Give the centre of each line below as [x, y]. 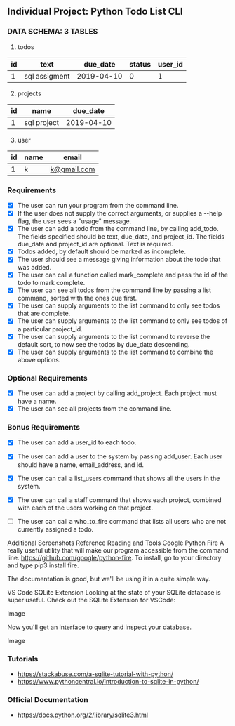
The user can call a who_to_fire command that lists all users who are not [122, 521]
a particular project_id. [50, 329]
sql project [42, 122]
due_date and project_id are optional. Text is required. [95, 244]
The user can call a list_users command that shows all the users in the [119, 478]
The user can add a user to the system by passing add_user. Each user [120, 456]
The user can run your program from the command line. [98, 205]
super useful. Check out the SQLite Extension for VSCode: [92, 600]
